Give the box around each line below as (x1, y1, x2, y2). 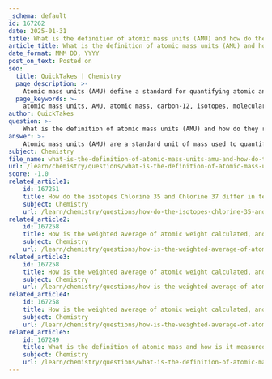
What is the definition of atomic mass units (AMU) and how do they (23, 125, 259, 133)
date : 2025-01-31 (8, 27, 67, 35)
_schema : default (8, 11, 67, 20)
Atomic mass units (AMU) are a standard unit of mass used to (23, 139, 237, 148)
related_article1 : (8, 177, 70, 186)
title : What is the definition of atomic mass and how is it (23, 343, 233, 351)
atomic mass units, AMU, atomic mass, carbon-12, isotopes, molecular (23, 102, 266, 110)
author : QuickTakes (8, 110, 74, 118)
